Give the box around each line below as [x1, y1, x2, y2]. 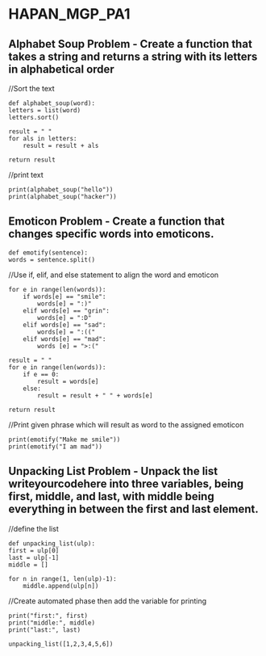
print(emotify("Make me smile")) [8, 435, 121, 444]
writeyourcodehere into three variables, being [8, 477, 244, 491]
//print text [8, 170, 44, 179]
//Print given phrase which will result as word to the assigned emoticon [8, 419, 244, 429]
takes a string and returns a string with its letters [8, 49, 258, 63]
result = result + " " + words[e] [37, 391, 153, 400]
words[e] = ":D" [37, 313, 92, 322]
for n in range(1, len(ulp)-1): [8, 574, 117, 582]
